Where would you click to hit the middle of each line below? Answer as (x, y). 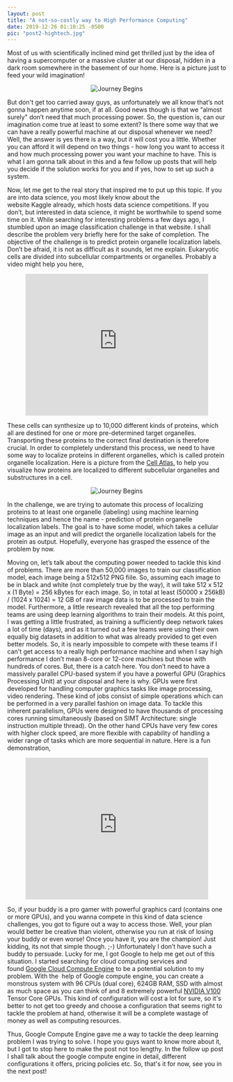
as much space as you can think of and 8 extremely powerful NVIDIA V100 (114, 991)
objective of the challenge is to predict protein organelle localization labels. (115, 242)
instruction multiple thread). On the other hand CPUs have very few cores (112, 726)
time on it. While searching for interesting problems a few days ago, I (106, 220)
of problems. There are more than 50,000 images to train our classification (114, 570)
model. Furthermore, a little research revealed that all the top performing (111, 607)
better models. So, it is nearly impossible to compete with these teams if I (112, 644)
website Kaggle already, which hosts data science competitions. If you (108, 205)
